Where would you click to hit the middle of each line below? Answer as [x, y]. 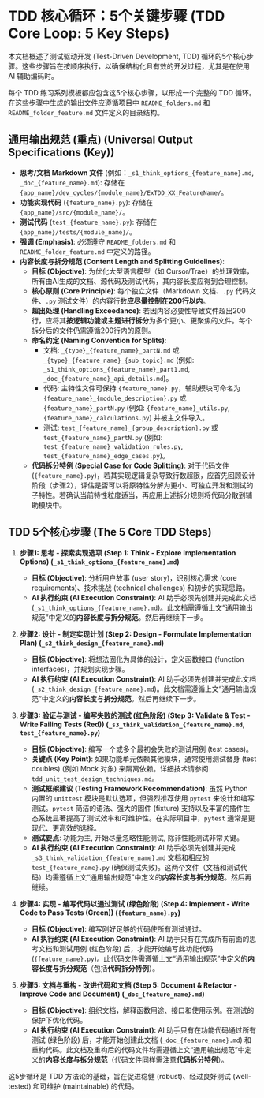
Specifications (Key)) [61, 153]
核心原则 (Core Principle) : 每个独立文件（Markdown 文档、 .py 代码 [140, 291]
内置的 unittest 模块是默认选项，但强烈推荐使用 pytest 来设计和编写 [143, 798]
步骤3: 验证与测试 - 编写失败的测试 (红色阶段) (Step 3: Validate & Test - [135, 715]
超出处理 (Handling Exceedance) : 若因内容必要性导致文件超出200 [138, 310]
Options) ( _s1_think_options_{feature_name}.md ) [99, 562]
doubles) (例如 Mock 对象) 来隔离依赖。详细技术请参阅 [120, 768]
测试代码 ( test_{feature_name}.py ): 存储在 [88, 222]
